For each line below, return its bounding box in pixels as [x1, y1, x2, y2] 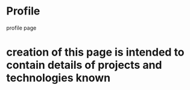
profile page [6, 24, 37, 31]
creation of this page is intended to [6, 45, 185, 59]
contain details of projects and [6, 59, 162, 72]
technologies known [6, 71, 110, 85]
